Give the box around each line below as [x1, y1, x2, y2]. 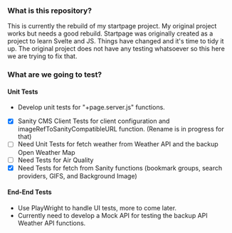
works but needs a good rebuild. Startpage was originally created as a [7, 29, 213, 38]
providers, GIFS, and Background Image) [17, 171, 137, 180]
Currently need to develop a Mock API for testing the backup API [17, 211, 208, 220]
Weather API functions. [17, 219, 86, 227]
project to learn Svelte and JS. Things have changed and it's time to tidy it [7, 37, 224, 45]
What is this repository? [7, 6, 93, 16]
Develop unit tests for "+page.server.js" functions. [17, 103, 165, 112]
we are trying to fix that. [7, 52, 78, 60]
